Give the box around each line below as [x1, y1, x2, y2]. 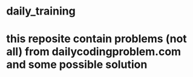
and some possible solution [6, 58, 148, 72]
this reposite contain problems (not [6, 32, 188, 46]
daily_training [6, 4, 76, 18]
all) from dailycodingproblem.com [6, 45, 182, 59]
